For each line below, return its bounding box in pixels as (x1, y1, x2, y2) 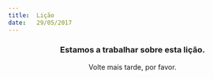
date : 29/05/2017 (8, 19, 73, 27)
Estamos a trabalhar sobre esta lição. (60, 45, 205, 56)
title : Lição (8, 11, 55, 20)
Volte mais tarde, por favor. (88, 62, 177, 71)
